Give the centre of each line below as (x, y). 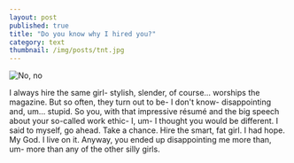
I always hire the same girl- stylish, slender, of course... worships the (135, 93)
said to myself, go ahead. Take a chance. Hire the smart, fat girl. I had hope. (147, 130)
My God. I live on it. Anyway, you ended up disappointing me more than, (140, 140)
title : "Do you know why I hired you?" (83, 34)
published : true (39, 26)
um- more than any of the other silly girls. (85, 149)
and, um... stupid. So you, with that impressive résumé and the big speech (144, 112)
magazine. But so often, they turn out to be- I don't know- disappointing (140, 102)
